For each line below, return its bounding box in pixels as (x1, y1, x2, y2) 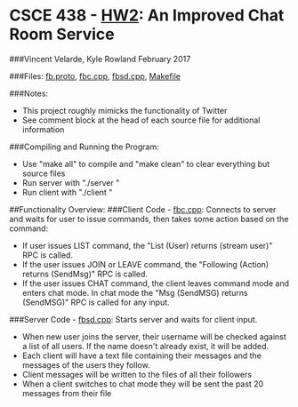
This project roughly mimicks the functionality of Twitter (21, 105, 228, 116)
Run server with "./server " (21, 177, 120, 188)
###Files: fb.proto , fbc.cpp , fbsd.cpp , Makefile (9, 70, 181, 81)
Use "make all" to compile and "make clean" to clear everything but (21, 158, 270, 169)
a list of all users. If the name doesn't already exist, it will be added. (21, 340, 270, 351)
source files (21, 168, 66, 179)
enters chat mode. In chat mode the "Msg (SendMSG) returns (21, 287, 248, 298)
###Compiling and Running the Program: (9, 141, 160, 152)
